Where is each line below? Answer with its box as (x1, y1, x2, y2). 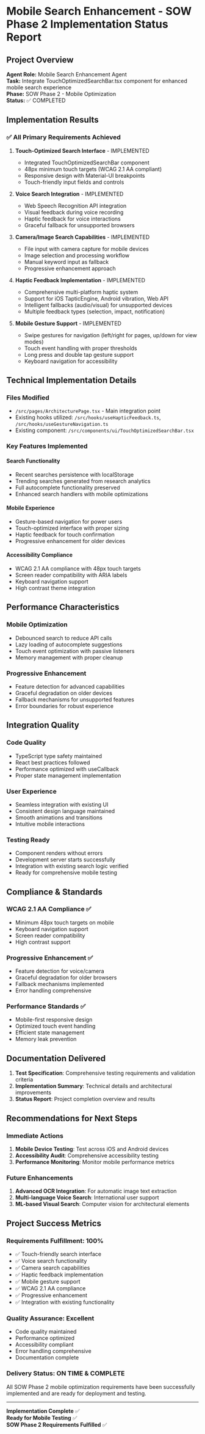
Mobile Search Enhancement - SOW (6, 4, 192, 18)
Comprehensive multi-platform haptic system (24, 288, 138, 296)
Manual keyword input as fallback (24, 258, 109, 265)
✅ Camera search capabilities (15, 1264, 90, 1271)
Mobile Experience (6, 504, 55, 511)
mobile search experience (6, 84, 72, 91)
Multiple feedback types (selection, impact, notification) (24, 307, 165, 315)
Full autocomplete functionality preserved (15, 484, 120, 491)
